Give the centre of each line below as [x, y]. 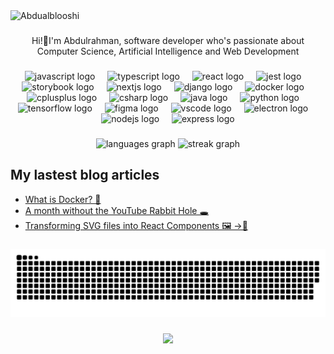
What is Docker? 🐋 [63, 199]
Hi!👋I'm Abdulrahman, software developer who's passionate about [168, 40]
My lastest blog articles [85, 175]
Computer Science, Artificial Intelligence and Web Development [168, 51]
